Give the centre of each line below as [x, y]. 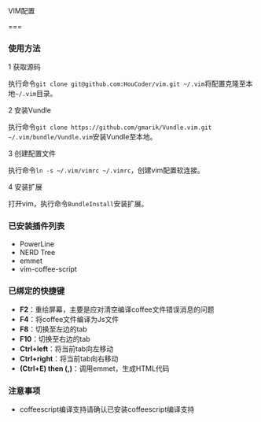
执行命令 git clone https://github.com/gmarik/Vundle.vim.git [110, 127]
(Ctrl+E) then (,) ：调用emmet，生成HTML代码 [94, 368]
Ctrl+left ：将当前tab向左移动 [66, 349]
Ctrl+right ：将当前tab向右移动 [69, 358]
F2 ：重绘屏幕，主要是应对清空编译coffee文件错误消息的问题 [117, 309]
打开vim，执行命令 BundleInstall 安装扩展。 [78, 204]
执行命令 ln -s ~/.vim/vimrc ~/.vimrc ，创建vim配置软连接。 [106, 170]
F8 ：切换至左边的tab [53, 329]
